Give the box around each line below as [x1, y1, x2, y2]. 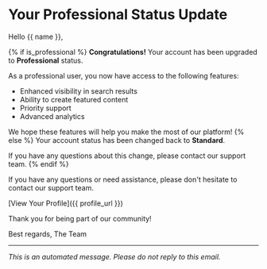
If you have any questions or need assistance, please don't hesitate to [8, 175, 238, 184]
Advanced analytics [19, 111, 85, 121]
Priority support [19, 103, 72, 113]
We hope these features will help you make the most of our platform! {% [8, 127, 245, 136]
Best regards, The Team [8, 229, 87, 239]
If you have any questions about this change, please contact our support [8, 151, 246, 160]
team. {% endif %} [8, 159, 69, 168]
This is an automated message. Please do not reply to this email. [8, 252, 221, 261]
